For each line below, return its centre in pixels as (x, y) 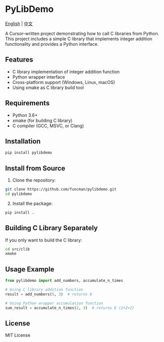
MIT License (18, 335)
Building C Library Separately (51, 228)
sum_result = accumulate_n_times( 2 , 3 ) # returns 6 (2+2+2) (70, 308)
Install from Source (35, 168)
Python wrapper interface (39, 77)
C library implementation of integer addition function (66, 72)
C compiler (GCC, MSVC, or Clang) (48, 126)
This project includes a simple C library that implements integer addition (79, 39)
